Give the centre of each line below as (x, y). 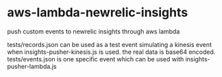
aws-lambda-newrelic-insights (98, 13)
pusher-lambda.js (32, 66)
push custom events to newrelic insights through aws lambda (94, 31)
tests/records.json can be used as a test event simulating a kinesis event (110, 44)
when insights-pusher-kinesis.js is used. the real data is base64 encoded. (111, 52)
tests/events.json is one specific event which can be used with (96, 59)
